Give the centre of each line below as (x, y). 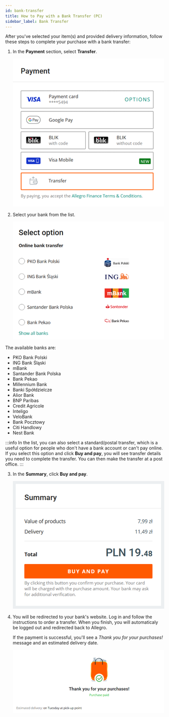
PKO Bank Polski (30, 358)
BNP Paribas (25, 401)
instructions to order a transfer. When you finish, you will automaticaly (85, 622)
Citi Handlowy (27, 428)
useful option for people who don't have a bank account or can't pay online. (84, 448)
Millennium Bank (30, 385)
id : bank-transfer (24, 11)
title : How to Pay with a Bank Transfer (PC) (54, 16)
